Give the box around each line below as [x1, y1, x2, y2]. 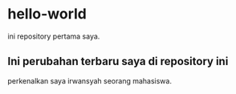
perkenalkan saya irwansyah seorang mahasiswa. [7, 76, 172, 85]
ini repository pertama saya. [7, 31, 100, 41]
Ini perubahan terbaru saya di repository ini [7, 55, 229, 68]
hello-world [7, 5, 87, 23]
